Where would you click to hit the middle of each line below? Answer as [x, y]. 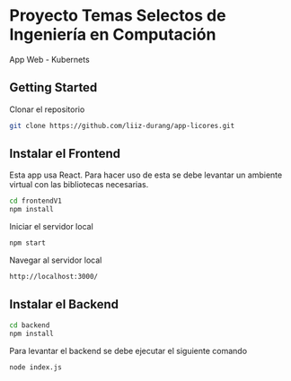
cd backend [30, 325]
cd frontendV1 [36, 201]
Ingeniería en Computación [113, 35]
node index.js [36, 367]
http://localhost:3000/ [54, 277]
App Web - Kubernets [49, 59]
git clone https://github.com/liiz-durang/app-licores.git [122, 126]
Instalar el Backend [64, 304]
